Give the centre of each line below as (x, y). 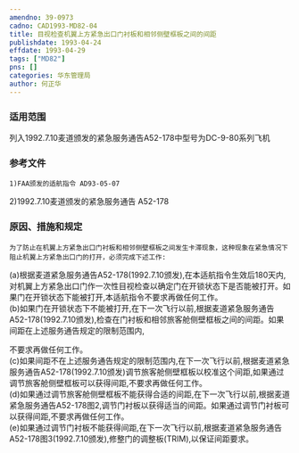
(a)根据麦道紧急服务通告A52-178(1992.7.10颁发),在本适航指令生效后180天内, (148, 275)
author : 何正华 (35, 84)
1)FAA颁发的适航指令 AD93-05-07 (65, 184)
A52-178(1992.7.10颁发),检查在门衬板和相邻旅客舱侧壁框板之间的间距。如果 (147, 319)
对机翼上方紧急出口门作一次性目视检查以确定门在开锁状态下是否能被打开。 (146, 285)
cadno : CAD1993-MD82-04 (54, 26)
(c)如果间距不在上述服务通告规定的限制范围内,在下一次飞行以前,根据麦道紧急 (149, 360)
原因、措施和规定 (46, 226)
